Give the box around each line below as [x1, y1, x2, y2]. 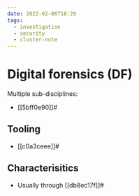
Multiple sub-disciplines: [7, 90, 78, 98]
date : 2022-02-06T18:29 [7, 10, 77, 17]
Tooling [7, 123, 41, 135]
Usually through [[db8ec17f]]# [17, 181, 105, 189]
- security [13, 29, 45, 37]
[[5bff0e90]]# [17, 103, 58, 112]
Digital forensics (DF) [7, 66, 133, 83]
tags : [7, 17, 23, 24]
